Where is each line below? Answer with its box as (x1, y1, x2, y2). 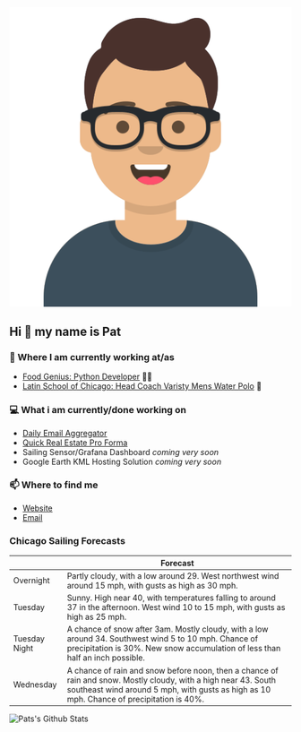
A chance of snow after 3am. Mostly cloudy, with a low (66, 624, 269, 634)
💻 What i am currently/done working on (9, 404, 186, 417)
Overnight (13, 575, 51, 586)
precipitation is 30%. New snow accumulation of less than (66, 643, 281, 654)
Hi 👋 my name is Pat (9, 323, 122, 339)
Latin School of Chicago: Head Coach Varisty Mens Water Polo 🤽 (21, 381, 262, 392)
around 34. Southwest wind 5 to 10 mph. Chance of (66, 633, 258, 644)
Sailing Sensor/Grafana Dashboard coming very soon (21, 446, 219, 457)
